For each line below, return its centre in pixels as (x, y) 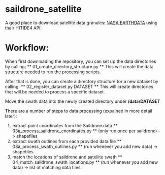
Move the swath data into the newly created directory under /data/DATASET (83, 101)
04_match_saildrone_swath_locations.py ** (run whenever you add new (85, 162)
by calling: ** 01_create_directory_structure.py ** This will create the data (79, 66)
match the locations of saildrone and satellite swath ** (67, 157)
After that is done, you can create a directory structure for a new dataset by (82, 81)
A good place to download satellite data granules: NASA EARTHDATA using (81, 23)
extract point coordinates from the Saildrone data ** (65, 125)
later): (11, 116)
